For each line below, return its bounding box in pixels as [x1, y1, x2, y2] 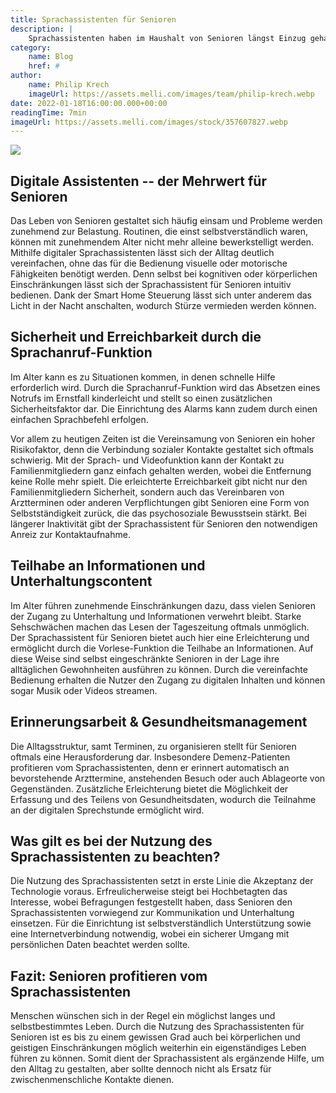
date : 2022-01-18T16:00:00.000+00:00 [10, 98, 168, 108]
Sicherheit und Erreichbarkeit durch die [10, 329, 262, 346]
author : [10, 71, 43, 81]
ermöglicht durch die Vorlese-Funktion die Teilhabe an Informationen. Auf [10, 642, 314, 654]
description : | [10, 24, 74, 34]
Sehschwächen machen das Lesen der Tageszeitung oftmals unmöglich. [10, 621, 310, 633]
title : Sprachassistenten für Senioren [10, 14, 177, 25]
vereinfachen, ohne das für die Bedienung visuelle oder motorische [10, 257, 288, 270]
